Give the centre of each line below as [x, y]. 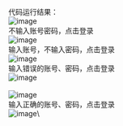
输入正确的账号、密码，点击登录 [61, 104]
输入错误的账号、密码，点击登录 [61, 68]
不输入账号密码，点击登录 [51, 30]
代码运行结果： [33, 12]
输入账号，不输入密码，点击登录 [61, 50]
